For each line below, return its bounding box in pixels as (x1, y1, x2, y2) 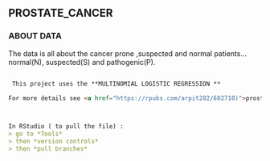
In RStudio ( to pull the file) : (8, 123, 125, 131)
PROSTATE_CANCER (8, 6, 113, 20)
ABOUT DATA (8, 30, 62, 42)
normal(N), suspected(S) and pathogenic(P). (8, 57, 156, 66)
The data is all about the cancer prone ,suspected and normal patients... (8, 48, 247, 58)
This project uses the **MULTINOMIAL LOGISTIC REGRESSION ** (11, 79, 221, 87)
